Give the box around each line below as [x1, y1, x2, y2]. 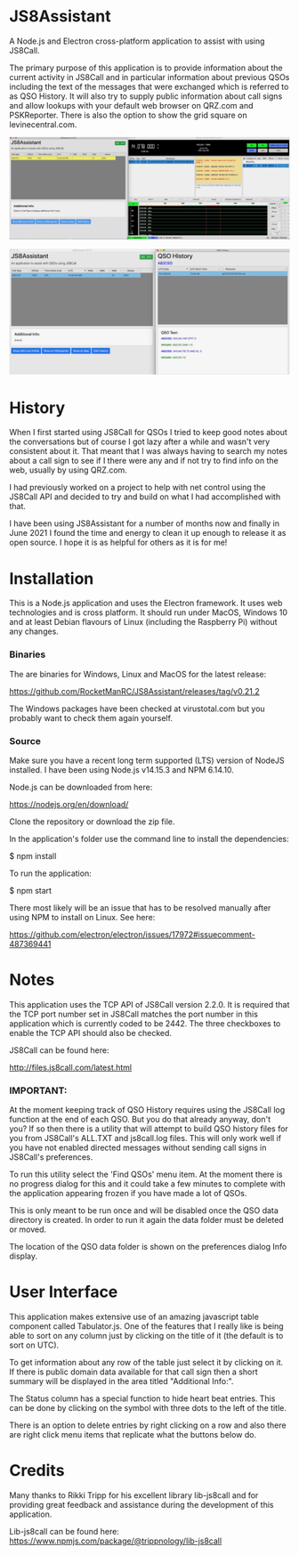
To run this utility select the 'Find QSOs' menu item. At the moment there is [9, 1169, 283, 1180]
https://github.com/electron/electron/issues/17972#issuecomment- [9, 928, 255, 940]
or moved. [9, 1224, 47, 1235]
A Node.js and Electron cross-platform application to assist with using [9, 36, 265, 46]
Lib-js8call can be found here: [9, 1526, 120, 1536]
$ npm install [9, 850, 57, 861]
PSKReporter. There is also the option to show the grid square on [9, 109, 247, 120]
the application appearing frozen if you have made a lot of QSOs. [9, 1188, 247, 1199]
